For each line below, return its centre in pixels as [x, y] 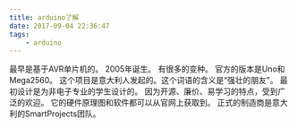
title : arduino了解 [44, 17]
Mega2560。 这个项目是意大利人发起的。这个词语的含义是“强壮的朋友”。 [144, 81]
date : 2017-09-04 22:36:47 [59, 26]
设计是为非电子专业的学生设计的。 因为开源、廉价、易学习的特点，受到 [147, 91]
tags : [19, 34]
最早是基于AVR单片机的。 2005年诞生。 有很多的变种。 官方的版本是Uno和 [147, 69]
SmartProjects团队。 [63, 114]
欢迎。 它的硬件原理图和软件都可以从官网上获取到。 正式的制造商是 [148, 103]
